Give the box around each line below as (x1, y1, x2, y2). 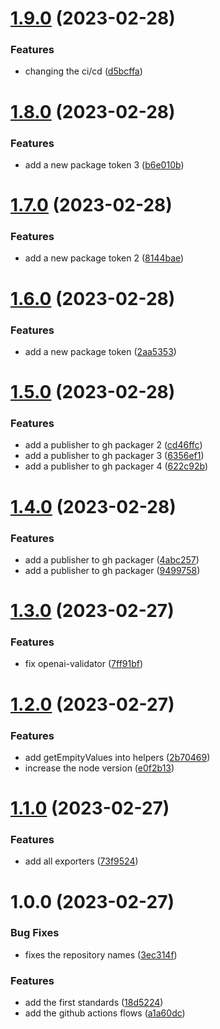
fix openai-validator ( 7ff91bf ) (24, 658, 144, 670)
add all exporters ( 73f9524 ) (24, 855, 139, 867)
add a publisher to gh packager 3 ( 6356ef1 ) (24, 450, 205, 462)
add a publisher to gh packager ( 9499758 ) (24, 564, 201, 576)
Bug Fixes (10, 926, 60, 940)
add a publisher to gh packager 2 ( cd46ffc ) (24, 439, 203, 451)
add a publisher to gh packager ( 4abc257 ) (24, 553, 200, 566)
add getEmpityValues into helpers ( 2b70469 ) (24, 751, 211, 763)
